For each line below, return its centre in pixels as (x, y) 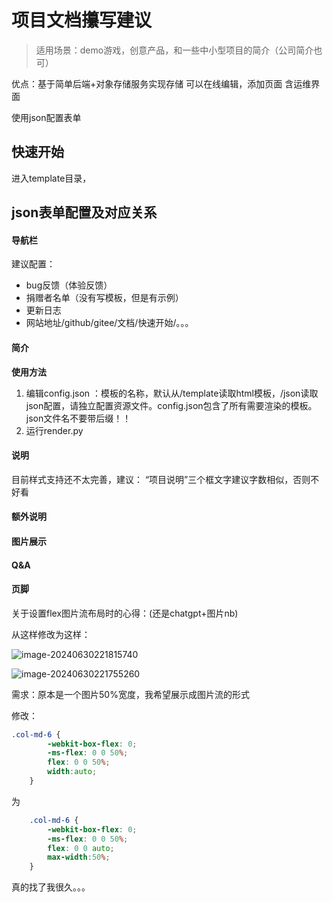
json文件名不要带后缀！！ (78, 418)
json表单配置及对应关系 (84, 212)
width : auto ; (72, 772)
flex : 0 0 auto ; (81, 848)
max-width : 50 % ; (79, 857)
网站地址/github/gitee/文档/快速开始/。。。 (109, 323)
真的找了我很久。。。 (51, 887)
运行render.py (54, 430)
